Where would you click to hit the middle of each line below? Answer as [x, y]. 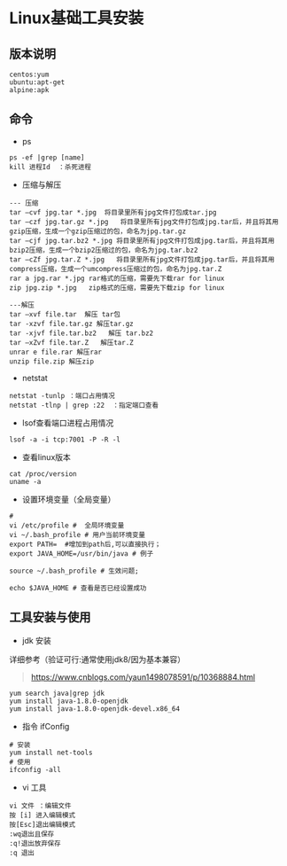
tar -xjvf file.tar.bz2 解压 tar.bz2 [81, 333]
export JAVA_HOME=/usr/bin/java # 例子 [81, 554]
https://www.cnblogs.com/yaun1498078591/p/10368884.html [143, 677]
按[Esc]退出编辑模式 [43, 824]
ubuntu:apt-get [37, 82]
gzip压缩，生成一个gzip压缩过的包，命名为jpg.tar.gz [98, 231]
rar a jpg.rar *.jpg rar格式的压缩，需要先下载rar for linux [117, 278]
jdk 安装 [36, 640]
